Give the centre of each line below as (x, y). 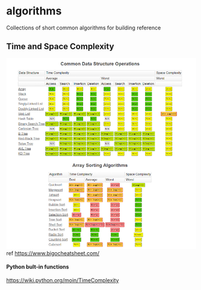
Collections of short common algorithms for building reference (84, 28)
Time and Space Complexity (60, 47)
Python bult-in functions (38, 267)
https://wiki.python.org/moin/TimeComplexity (63, 280)
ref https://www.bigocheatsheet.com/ (53, 253)
